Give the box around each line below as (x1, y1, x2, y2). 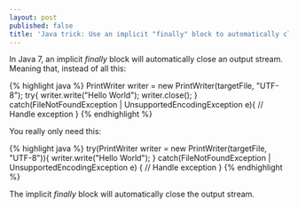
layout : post (9, 12, 58, 22)
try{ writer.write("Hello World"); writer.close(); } (25, 90, 198, 100)
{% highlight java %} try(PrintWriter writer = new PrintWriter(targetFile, (9, 143, 268, 154)
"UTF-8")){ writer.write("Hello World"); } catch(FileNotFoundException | (9, 153, 271, 164)
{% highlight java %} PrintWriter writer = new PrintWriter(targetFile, (9, 81, 255, 92)
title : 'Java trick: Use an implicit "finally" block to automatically (9, 29, 279, 38)
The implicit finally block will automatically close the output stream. (9, 188, 255, 200)
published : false (9, 21, 74, 30)
